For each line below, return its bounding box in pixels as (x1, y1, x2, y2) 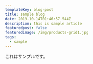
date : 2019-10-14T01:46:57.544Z (5, 16, 71, 21)
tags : (5, 35, 16, 40)
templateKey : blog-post (5, 7, 54, 12)
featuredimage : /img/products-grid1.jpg (5, 30, 89, 35)
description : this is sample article (5, 21, 82, 26)
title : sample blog (5, 12, 45, 17)
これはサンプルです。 (5, 53, 48, 59)
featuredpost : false (5, 26, 47, 31)
